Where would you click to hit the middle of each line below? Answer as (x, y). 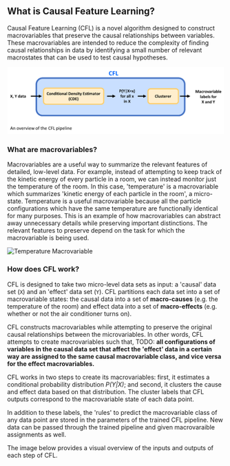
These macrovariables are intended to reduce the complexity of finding (108, 42)
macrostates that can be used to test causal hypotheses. (87, 57)
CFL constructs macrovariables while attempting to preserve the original (109, 327)
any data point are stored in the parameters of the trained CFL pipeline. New (115, 420)
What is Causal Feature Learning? (81, 11)
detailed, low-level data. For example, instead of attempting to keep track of (115, 172)
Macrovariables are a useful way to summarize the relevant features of (107, 164)
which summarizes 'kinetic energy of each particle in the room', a (100, 194)
